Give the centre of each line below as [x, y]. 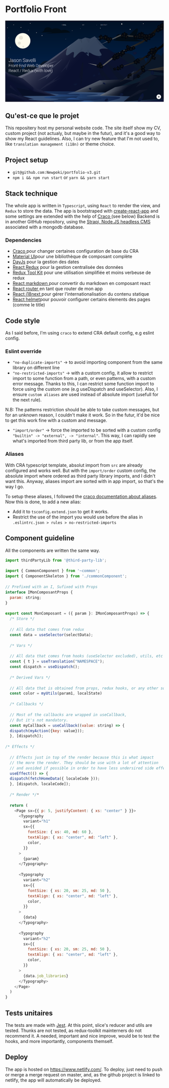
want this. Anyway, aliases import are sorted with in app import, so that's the [84, 481]
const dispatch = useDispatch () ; [45, 667]
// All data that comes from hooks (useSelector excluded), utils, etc [87, 656]
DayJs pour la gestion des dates [46, 262]
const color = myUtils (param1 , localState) [56, 693]
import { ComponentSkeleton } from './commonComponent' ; [66, 576]
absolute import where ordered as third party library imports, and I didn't [80, 476]
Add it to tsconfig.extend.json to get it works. [61, 511]
